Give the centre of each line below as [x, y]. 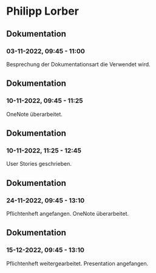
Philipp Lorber [42, 11]
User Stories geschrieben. [39, 164]
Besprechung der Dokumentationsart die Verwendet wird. [78, 64]
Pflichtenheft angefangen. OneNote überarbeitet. [68, 213]
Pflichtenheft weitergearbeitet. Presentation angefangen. [77, 263]
